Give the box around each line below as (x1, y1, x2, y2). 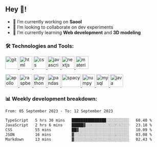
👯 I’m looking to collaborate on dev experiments (12, 24, 114, 30)
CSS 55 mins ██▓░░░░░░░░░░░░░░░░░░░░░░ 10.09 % (5, 128, 152, 133)
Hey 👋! (5, 5, 27, 14)
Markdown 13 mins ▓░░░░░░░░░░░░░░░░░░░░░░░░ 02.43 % (5, 137, 152, 142)
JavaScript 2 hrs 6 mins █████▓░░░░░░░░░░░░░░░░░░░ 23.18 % (5, 123, 152, 128)
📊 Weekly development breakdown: (5, 95, 98, 102)
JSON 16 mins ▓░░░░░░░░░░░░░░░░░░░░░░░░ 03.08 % (5, 132, 152, 137)
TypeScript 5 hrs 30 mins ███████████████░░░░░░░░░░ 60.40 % (5, 118, 152, 123)
